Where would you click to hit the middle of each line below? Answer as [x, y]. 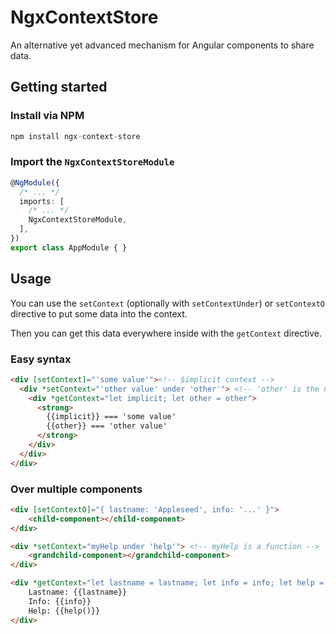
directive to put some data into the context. [99, 313]
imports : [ [42, 201]
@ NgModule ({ [35, 182]
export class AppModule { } [69, 247]
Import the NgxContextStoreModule [92, 162]
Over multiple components [76, 489]
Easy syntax [41, 359]
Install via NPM [47, 116]
